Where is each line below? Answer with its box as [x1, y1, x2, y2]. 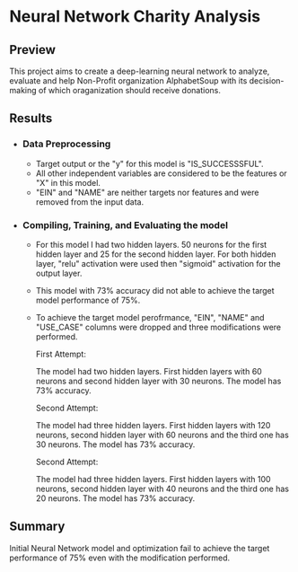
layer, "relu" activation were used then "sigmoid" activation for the [35, 258, 281, 268]
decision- [249, 75, 285, 86]
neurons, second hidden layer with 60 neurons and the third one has [35, 429, 289, 440]
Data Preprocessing [22, 137, 111, 150]
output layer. [35, 268, 83, 278]
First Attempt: [35, 348, 87, 359]
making [9, 85, 38, 95]
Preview [9, 42, 57, 57]
